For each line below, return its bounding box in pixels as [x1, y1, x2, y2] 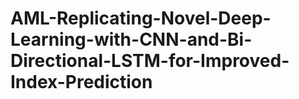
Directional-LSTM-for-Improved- [10, 50, 290, 72]
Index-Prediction [10, 71, 153, 94]
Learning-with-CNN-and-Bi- [10, 28, 253, 51]
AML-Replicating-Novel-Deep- [10, 7, 272, 30]
